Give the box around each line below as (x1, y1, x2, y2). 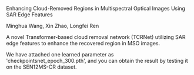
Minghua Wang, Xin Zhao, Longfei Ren (6, 23, 99, 29)
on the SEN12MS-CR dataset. (6, 63, 78, 70)
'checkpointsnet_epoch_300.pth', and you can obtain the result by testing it (6, 58, 188, 64)
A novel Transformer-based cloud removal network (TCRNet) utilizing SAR (6, 34, 186, 40)
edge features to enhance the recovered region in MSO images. (6, 40, 160, 47)
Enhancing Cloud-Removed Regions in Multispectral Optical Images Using (6, 5, 185, 12)
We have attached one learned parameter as (6, 51, 114, 58)
